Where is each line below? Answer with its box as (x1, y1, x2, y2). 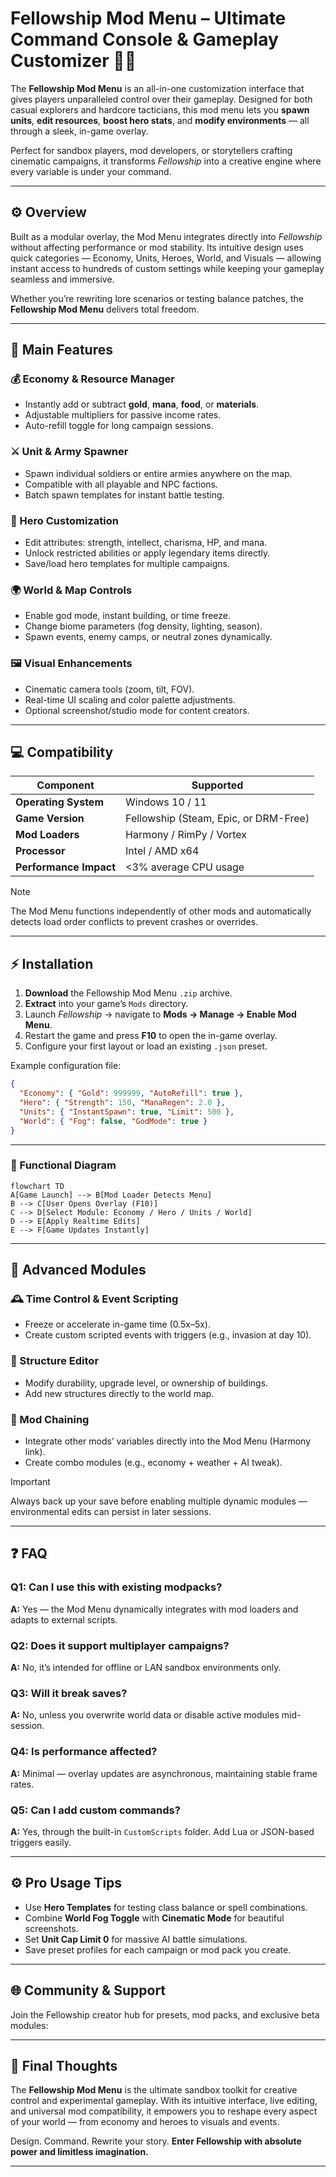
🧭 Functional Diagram (10, 1158, 117, 1172)
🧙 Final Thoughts (10, 2057, 118, 2074)
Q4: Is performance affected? (10, 1745, 158, 1759)
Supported (191, 778, 244, 792)
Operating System (15, 795, 104, 809)
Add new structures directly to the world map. (24, 1387, 215, 1399)
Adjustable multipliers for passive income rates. (24, 409, 222, 421)
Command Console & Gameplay (10, 28, 279, 51)
